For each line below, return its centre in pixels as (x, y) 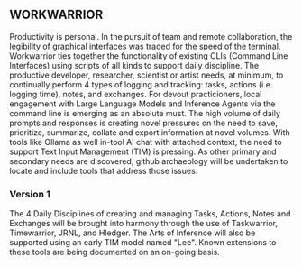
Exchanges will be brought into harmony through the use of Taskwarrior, (143, 224)
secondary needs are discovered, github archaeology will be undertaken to (149, 161)
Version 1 (30, 194)
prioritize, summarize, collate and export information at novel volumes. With (150, 132)
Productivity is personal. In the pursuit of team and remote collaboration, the (151, 36)
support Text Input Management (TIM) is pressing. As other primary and (143, 151)
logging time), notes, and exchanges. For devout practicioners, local (136, 94)
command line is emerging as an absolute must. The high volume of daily (145, 113)
